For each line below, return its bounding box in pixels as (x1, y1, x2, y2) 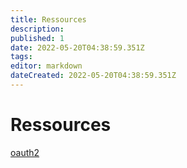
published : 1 (10, 33, 65, 43)
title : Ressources (10, 14, 87, 25)
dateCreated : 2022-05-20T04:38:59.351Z (10, 71, 177, 81)
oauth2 (10, 146, 40, 158)
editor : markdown (10, 61, 83, 71)
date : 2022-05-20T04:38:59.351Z (10, 42, 145, 53)
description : (10, 24, 65, 34)
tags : (10, 52, 33, 62)
